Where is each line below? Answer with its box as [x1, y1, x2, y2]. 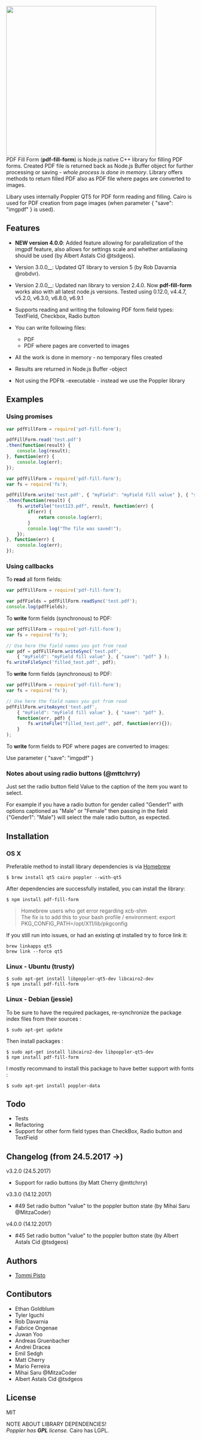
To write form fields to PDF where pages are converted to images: [6, 743, 169, 750]
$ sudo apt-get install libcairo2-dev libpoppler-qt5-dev [6, 1049, 154, 1055]
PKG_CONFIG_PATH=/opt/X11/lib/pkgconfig [20, 920, 128, 928]
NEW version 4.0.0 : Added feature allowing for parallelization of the [14, 239, 184, 246]
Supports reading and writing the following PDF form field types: [14, 306, 174, 313]
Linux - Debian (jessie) [6, 995, 73, 1003]
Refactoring [14, 1121, 44, 1129]
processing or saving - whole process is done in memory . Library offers [6, 169, 183, 175]
